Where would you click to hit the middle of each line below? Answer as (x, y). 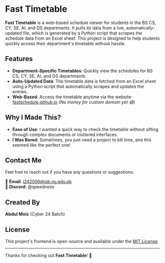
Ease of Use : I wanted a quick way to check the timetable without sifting (85, 129)
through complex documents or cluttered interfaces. (65, 134)
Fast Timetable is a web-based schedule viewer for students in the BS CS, (81, 23)
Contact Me (23, 160)
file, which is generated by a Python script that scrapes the (82, 33)
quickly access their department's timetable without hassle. (66, 43)
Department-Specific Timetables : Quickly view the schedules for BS (82, 71)
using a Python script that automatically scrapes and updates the (78, 86)
